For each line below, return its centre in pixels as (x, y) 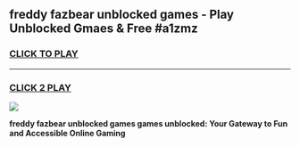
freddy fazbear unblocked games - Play (122, 15)
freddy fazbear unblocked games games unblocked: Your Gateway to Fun (149, 123)
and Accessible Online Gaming (67, 133)
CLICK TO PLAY (44, 54)
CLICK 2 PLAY (40, 87)
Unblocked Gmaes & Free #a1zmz (104, 29)
